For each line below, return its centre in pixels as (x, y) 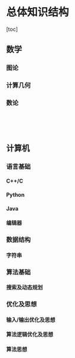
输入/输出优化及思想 (31, 319)
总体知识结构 (38, 12)
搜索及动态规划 (24, 288)
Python (15, 195)
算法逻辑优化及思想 (30, 334)
